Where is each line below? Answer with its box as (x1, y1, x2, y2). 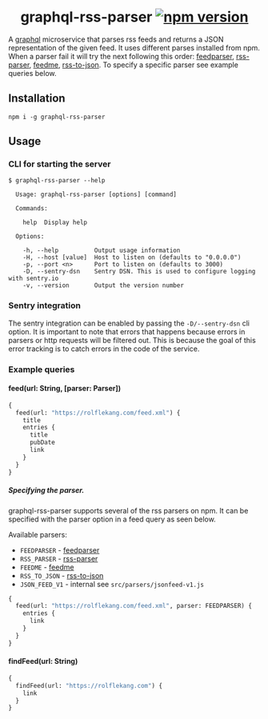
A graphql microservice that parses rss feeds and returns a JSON (8, 34, 224, 44)
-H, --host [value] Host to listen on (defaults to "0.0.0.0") (22, 254, 242, 262)
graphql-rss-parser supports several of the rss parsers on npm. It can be (8, 505, 249, 515)
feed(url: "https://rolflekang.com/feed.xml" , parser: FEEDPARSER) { (15, 602, 252, 610)
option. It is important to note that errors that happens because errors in (8, 326, 246, 336)
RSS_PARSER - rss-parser (19, 553, 98, 563)
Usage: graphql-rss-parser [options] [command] (15, 190, 178, 199)
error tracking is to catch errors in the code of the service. (8, 344, 200, 354)
